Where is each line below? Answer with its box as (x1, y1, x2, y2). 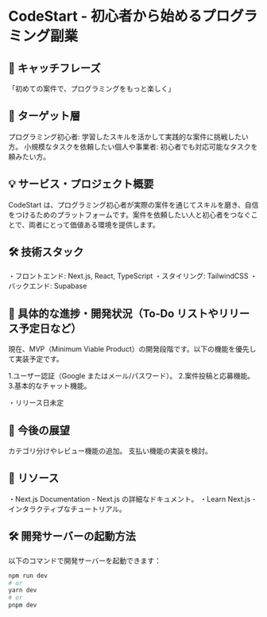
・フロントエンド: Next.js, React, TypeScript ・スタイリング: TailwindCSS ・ (8, 271, 258, 281)
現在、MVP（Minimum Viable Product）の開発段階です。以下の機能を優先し (8, 344, 257, 354)
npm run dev (8, 572, 48, 580)
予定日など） (18, 321, 82, 335)
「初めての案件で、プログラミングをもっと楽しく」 (8, 84, 176, 93)
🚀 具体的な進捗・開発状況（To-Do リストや (8, 307, 219, 320)
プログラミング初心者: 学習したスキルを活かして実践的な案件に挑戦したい (8, 132, 249, 142)
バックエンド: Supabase (8, 281, 87, 291)
